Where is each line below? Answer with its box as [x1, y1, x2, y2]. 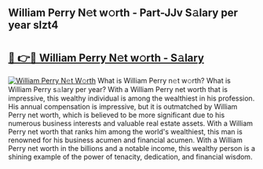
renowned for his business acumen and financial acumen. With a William [8, 135, 243, 145]
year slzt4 [8, 19, 59, 32]
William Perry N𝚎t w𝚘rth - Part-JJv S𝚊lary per [8, 6, 238, 20]
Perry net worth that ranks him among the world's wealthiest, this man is [8, 127, 243, 136]
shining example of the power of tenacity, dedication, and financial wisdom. [8, 152, 253, 161]
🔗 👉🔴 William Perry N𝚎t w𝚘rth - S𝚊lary [8, 51, 204, 64]
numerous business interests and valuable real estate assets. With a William [8, 119, 254, 128]
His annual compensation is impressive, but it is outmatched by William [8, 102, 238, 111]
